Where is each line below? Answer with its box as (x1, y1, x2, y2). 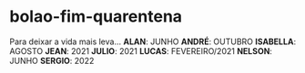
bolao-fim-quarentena (9, 6, 183, 27)
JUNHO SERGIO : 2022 (9, 55, 95, 66)
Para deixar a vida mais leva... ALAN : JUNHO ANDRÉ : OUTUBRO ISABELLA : (9, 36, 297, 47)
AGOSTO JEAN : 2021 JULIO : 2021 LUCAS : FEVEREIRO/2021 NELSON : (9, 45, 273, 56)
